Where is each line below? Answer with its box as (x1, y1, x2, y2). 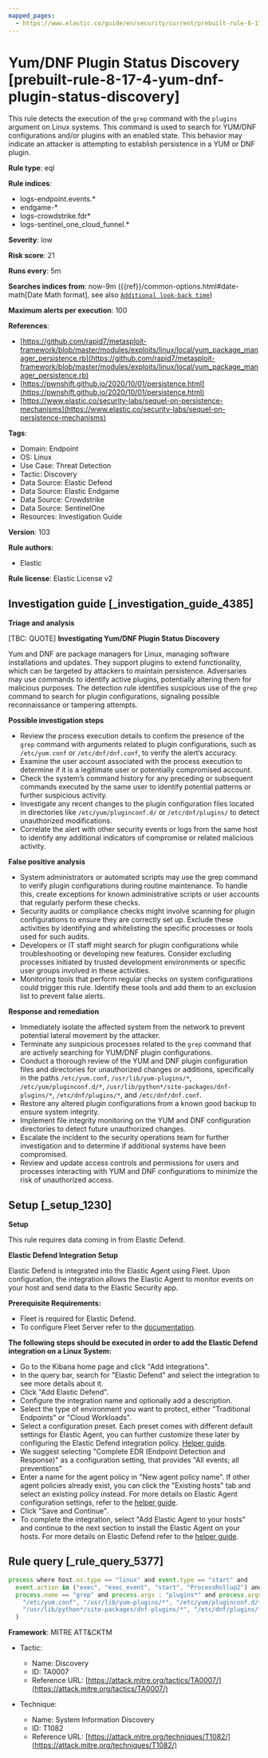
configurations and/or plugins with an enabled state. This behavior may (8, 131, 242, 141)
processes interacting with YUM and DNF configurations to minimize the (19, 1167, 258, 1176)
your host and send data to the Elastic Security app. (8, 1283, 179, 1293)
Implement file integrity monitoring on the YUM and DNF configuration (19, 1116, 251, 1125)
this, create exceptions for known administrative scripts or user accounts (19, 889, 260, 899)
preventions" (19, 1464, 62, 1474)
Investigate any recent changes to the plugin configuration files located (19, 799, 254, 809)
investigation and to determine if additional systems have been (19, 1141, 227, 1151)
